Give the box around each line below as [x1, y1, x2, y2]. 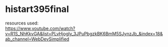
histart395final [5, 3, 69, 15]
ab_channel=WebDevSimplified [5, 36, 69, 42]
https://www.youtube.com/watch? [5, 25, 75, 31]
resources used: [5, 20, 39, 26]
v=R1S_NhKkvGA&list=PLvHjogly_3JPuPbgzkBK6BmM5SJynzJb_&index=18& [5, 30, 163, 36]
